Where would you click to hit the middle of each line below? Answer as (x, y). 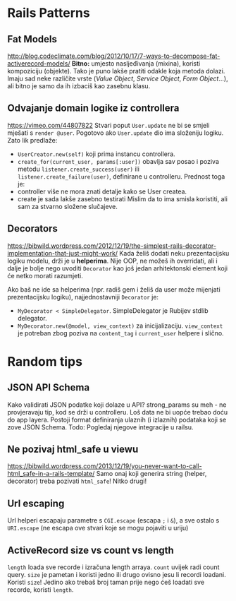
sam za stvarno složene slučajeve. (67, 206)
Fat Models (32, 39)
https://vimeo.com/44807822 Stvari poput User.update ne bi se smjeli (108, 125)
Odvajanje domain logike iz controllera (93, 108)
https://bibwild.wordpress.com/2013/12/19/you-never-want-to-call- (105, 466)
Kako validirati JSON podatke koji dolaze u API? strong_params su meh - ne (117, 405)
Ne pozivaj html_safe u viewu (73, 450)
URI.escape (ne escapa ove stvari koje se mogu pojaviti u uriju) (98, 528)
